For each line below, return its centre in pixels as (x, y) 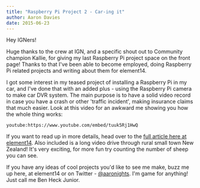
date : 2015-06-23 (28, 23)
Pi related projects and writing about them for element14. (77, 71)
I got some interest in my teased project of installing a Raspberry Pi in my (97, 82)
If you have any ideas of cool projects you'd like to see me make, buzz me (98, 167)
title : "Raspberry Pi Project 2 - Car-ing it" (65, 12)
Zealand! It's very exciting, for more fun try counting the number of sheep (97, 149)
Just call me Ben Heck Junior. (43, 180)
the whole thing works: (35, 114)
